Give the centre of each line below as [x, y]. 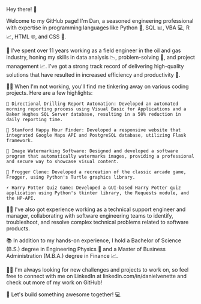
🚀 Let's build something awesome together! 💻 [64, 294]
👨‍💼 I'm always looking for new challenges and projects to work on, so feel [97, 270]
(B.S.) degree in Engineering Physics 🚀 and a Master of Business [86, 249]
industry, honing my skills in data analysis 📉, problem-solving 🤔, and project [100, 57]
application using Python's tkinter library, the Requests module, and [97, 193]
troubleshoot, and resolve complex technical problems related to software [97, 222]
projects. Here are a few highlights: [49, 93]
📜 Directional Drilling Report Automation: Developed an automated [92, 104]
